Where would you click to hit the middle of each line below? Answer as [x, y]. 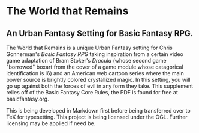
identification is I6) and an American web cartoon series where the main [95, 73]
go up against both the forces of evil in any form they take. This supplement [100, 86]
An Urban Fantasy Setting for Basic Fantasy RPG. [100, 33]
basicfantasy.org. [28, 99]
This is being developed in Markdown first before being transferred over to [98, 110]
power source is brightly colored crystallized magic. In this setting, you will [98, 80]
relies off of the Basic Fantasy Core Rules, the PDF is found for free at [92, 92]
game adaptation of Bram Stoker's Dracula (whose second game [86, 60]
